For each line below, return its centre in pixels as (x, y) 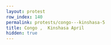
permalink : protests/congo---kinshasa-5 (56, 22)
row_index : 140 (24, 17)
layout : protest (26, 11)
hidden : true (22, 33)
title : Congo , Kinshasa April (45, 28)
